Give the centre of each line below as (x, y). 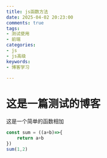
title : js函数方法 (27, 12)
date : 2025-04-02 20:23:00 (40, 17)
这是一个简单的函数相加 (35, 121)
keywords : (19, 61)
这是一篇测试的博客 (53, 103)
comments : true (25, 23)
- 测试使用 (18, 34)
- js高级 (16, 56)
